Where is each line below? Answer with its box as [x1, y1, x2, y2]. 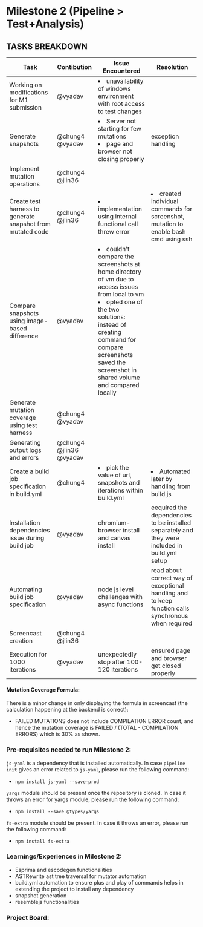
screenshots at [97, 260, 140, 268]
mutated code [9, 228, 50, 235]
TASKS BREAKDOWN [6, 41, 88, 51]
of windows [97, 85, 131, 93]
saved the [97, 358, 126, 367]
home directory [97, 267, 142, 276]
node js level [97, 585, 134, 594]
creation [9, 637, 33, 645]
